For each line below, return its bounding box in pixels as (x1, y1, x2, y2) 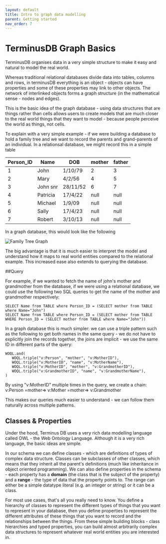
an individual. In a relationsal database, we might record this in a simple (5, 141, 152, 147)
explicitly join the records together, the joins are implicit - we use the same (5, 336, 158, 342)
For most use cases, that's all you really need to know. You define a (5, 497, 144, 503)
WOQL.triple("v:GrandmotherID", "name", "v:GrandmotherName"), (11, 368, 146, 374)
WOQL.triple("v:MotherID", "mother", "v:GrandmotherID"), (11, 364, 135, 369)
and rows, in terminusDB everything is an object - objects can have (5, 79, 143, 85)
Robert (37, 216, 53, 223)
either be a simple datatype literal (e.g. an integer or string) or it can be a (5, 482, 155, 488)
